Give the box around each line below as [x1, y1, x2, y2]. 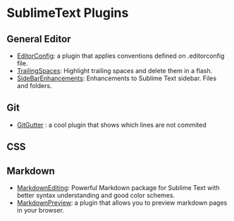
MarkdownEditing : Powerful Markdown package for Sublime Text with [16, 184, 220, 192]
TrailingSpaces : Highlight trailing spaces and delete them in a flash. [16, 67, 213, 75]
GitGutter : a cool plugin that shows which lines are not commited [16, 120, 207, 129]
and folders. [16, 82, 52, 89]
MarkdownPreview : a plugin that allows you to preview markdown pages [16, 198, 228, 207]
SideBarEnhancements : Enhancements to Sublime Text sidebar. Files [16, 74, 216, 82]
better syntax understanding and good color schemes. [16, 191, 175, 200]
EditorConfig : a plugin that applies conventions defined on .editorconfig [16, 51, 225, 60]
